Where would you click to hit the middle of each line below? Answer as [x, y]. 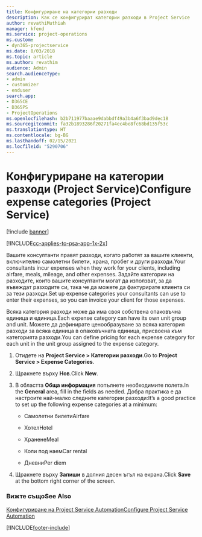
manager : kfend [25, 29]
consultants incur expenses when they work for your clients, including [93, 268]
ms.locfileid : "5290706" [37, 146]
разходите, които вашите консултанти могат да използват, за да [89, 281]
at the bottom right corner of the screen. [65, 481]
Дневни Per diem [45, 463]
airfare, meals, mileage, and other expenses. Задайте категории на [90, 274]
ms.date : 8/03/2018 [31, 51]
